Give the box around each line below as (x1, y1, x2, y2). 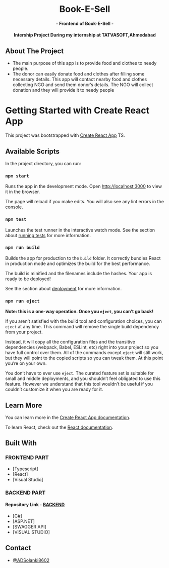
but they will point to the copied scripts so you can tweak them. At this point (5, 355, 163, 361)
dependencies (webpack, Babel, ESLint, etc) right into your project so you (5, 344, 159, 350)
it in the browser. (5, 188, 40, 195)
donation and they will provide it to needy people (12, 87, 115, 93)
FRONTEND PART (5, 454, 49, 461)
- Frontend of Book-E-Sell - (55, 20, 114, 26)
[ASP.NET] (12, 518, 35, 524)
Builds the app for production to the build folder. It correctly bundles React (5, 255, 161, 261)
